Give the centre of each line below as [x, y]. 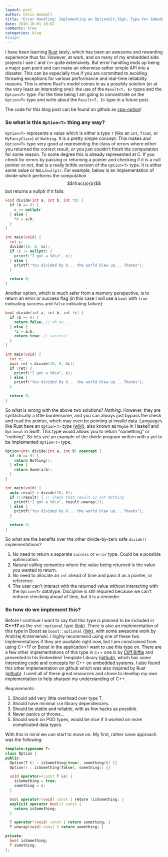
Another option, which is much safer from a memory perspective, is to [77, 293]
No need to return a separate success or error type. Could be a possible [86, 554]
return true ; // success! [41, 336]
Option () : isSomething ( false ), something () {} [60, 768]
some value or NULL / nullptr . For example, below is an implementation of [79, 170]
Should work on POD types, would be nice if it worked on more [77, 720]
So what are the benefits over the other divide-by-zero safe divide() [76, 539]
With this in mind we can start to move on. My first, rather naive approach [81, 735]
